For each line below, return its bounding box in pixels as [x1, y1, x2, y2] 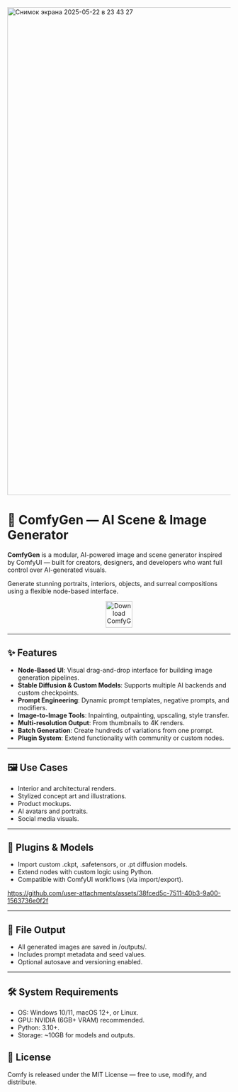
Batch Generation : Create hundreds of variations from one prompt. [17, 726, 214, 734]
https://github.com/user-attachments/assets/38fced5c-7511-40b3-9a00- [7, 889, 221, 898]
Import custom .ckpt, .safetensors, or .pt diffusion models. [17, 860, 188, 868]
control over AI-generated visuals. [7, 566, 107, 574]
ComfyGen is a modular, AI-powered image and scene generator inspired [7, 550, 222, 559]
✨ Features [7, 647, 57, 659]
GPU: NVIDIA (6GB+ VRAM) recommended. [17, 1016, 145, 1024]
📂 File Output [7, 924, 66, 936]
